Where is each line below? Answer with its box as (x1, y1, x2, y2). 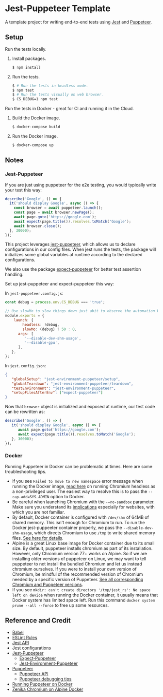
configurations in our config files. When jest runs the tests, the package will (5, 246, 156, 252)
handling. (5, 271, 24, 278)
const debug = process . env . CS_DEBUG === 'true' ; (5, 300, 105, 305)
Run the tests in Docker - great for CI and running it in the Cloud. (5, 106, 134, 112)
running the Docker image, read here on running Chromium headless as (12, 483, 156, 489)
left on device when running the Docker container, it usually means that (12, 592, 158, 598)
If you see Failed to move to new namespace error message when (12, 478, 143, 484)
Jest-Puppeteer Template (5, 3, 111, 14)
